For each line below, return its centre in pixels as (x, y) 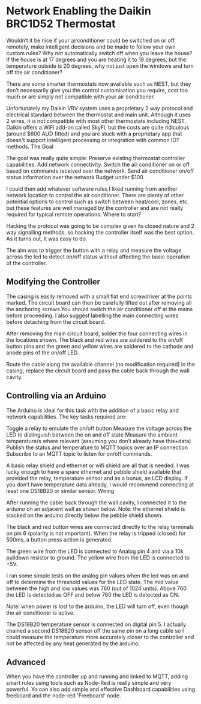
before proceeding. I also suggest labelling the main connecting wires (92, 315)
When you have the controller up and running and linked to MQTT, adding (97, 676)
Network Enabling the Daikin (79, 11)
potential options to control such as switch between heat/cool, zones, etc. (97, 201)
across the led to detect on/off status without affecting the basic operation (98, 257)
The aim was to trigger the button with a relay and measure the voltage (94, 250)
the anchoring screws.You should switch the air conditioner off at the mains (100, 309)
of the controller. (27, 263)
